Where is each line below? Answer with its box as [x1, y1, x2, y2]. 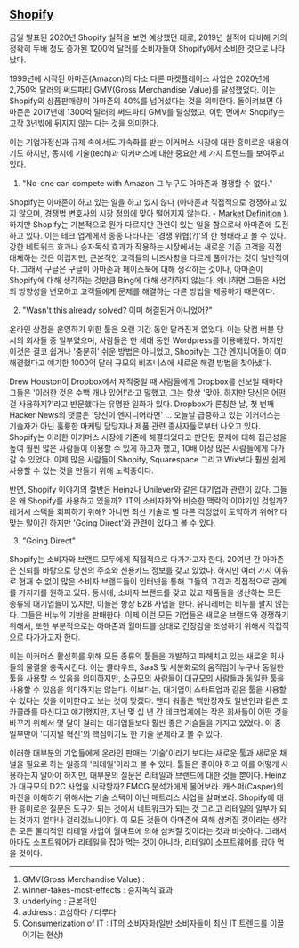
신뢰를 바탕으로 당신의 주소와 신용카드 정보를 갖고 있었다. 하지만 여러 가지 [18, 565, 273, 576]
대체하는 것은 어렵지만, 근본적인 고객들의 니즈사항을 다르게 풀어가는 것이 [9, 252, 259, 263]
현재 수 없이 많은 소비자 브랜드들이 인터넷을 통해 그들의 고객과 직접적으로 [18, 576, 271, 586]
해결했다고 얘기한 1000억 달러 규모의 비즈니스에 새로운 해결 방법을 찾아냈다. [9, 356, 271, 368]
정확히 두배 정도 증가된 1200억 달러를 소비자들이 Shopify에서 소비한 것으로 [9, 43, 269, 53]
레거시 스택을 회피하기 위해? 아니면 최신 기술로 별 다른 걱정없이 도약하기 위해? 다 [9, 506, 287, 517]
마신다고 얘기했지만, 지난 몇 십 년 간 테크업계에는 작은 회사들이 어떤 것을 [39, 706, 289, 716]
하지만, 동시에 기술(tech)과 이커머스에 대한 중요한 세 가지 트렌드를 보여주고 [25, 147, 285, 159]
